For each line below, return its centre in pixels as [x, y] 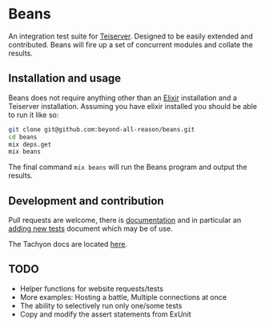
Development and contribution [86, 201]
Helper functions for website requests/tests [92, 289]
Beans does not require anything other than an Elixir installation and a [123, 98]
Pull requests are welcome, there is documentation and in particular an [125, 220]
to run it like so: [34, 115]
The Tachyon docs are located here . [68, 244]
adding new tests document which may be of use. [91, 228]
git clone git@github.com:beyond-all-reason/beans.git [102, 129]
